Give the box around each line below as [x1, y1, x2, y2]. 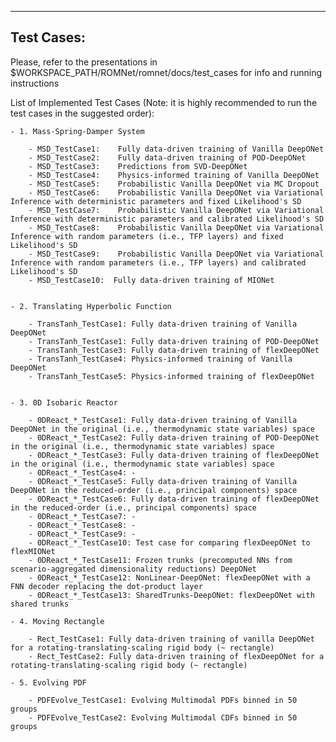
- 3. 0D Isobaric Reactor [10, 397, 118, 408]
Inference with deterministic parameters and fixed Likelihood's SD [10, 196, 302, 206]
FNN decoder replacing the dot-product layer [10, 581, 203, 591]
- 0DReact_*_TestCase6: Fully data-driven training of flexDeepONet [28, 494, 320, 504]
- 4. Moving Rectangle [10, 616, 105, 626]
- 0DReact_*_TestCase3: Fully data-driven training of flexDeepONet [28, 450, 320, 460]
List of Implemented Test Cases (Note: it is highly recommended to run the [10, 96, 318, 108]
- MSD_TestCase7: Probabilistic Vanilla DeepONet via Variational [28, 205, 325, 215]
